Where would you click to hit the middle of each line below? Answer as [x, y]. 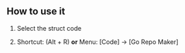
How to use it [36, 12]
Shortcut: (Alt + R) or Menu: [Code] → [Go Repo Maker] [97, 42]
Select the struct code [49, 28]
